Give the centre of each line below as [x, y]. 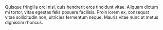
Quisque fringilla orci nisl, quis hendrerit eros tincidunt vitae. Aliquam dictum [81, 7]
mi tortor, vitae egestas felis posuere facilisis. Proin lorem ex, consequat [77, 12]
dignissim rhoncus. [24, 22]
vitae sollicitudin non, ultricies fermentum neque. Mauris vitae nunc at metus [82, 17]
